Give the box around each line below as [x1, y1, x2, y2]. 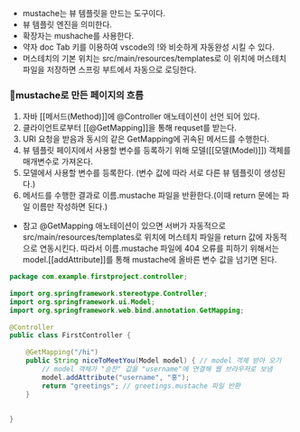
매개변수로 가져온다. [22, 156, 93, 167]
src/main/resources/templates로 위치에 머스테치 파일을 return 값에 [22, 232, 264, 243]
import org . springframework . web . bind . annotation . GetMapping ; [9, 306, 245, 315]
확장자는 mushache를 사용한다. [22, 31, 135, 41]
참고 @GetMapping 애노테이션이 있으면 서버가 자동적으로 [22, 220, 226, 232]
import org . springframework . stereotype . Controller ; [9, 290, 208, 299]
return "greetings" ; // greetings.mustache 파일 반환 [42, 381, 241, 391]
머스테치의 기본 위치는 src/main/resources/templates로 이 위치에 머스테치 [22, 53, 287, 63]
